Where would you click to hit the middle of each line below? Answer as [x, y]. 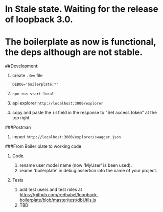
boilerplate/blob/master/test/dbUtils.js [58, 200]
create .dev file [27, 76]
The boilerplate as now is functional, [81, 42]
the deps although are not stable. [74, 52]
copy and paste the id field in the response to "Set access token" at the [84, 113]
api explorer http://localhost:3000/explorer [58, 103]
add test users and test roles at [51, 189]
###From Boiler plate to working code [43, 146]
